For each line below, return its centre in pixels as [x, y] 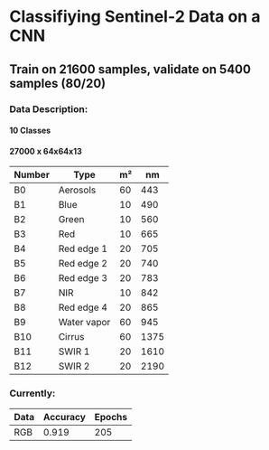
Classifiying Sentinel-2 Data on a [135, 17]
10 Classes [30, 131]
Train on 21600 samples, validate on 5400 [130, 69]
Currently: [32, 393]
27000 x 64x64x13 [46, 151]
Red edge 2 [83, 264]
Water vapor [84, 323]
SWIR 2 [74, 366]
